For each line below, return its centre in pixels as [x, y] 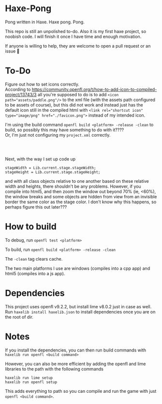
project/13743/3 [21, 94]
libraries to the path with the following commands [54, 369]
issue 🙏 [12, 51]
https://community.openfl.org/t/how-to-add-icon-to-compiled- [94, 89]
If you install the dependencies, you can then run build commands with [76, 350]
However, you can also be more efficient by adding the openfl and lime [75, 364]
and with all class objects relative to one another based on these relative [77, 181]
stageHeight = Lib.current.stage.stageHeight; [53, 172]
